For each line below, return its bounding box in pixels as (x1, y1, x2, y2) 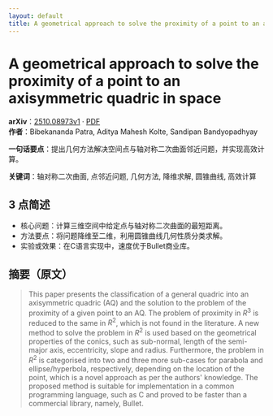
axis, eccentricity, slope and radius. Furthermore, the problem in (49, 345, 264, 355)
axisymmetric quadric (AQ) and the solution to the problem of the (28, 298, 247, 308)
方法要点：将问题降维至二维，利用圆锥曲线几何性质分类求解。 (19, 231, 227, 240)
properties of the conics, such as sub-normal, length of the (28, 336, 227, 346)
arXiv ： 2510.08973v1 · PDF (8, 117, 101, 127)
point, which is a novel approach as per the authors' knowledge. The (28, 372, 258, 382)
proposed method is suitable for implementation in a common (28, 381, 235, 391)
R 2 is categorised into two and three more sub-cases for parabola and (28, 354, 263, 365)
